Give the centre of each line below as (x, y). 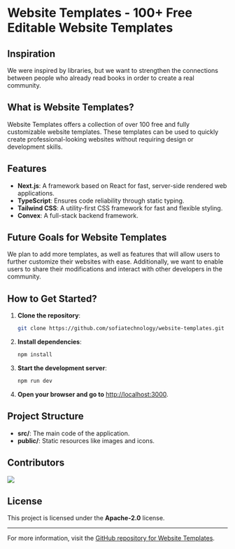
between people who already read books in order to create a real (101, 78)
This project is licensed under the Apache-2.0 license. (86, 518)
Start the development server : (62, 368)
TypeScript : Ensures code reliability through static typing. (101, 201)
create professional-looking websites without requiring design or (100, 139)
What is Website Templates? (71, 108)
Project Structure (45, 416)
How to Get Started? (52, 298)
